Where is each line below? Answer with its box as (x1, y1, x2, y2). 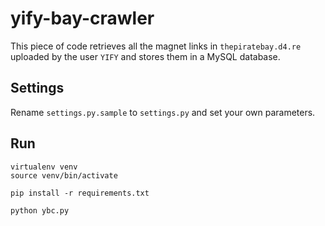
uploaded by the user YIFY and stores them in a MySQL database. (10, 50, 281, 62)
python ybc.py (10, 205, 70, 216)
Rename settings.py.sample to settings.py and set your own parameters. (10, 106, 316, 118)
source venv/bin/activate (10, 170, 118, 181)
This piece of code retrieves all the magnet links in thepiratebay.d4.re (10, 40, 302, 52)
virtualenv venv (10, 162, 78, 172)
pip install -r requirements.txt (10, 188, 150, 198)
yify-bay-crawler (10, 7, 155, 30)
